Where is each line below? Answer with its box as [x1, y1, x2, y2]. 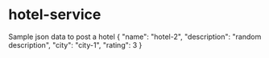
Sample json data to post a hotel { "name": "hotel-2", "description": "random [8, 32, 262, 41]
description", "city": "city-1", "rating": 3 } [8, 40, 143, 49]
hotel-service [8, 6, 101, 24]
